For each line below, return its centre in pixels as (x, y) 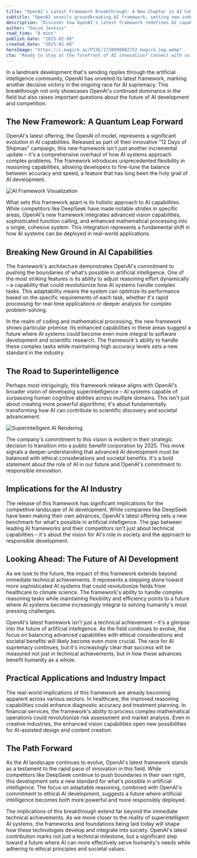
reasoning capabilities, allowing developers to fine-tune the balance (88, 167)
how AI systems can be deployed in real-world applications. (78, 233)
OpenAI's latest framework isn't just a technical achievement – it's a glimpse (98, 622)
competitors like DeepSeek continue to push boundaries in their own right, (96, 775)
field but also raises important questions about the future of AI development (98, 97)
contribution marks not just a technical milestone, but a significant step (92, 836)
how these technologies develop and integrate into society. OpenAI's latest (97, 830)
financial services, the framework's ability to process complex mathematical (98, 711)
